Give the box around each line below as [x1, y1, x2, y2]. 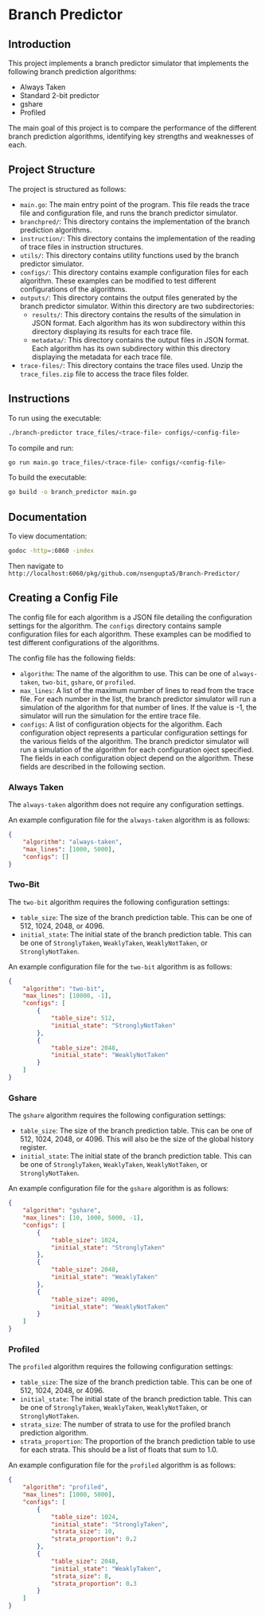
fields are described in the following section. [19, 762, 166, 771]
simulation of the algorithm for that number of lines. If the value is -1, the [19, 703, 257, 712]
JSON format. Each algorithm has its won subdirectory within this [31, 318, 246, 327]
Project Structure [8, 163, 95, 177]
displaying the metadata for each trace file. [31, 352, 173, 362]
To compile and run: [8, 443, 74, 452]
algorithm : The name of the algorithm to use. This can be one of [19, 668, 231, 678]
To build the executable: [8, 472, 88, 483]
